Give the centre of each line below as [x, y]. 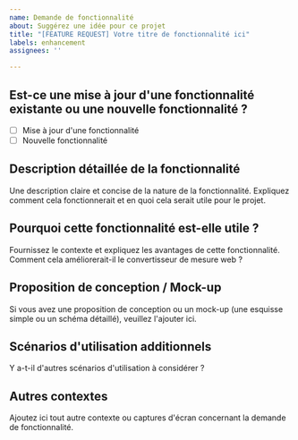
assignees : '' [36, 51]
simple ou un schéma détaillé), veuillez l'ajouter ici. [103, 318]
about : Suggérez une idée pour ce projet [88, 26]
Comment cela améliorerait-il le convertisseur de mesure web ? [126, 259]
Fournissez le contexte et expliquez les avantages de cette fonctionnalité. [145, 250]
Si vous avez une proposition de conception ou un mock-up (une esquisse [146, 309]
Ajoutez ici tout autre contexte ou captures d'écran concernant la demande [148, 418]
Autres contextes [59, 396]
